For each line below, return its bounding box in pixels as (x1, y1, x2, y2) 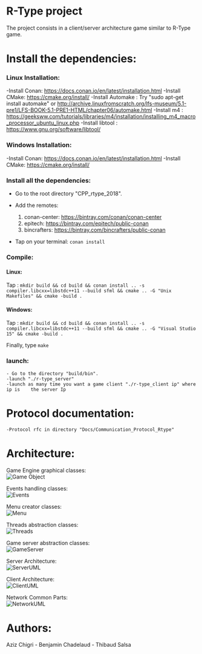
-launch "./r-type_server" (6, 376, 74, 382)
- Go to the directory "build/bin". (6, 370, 99, 376)
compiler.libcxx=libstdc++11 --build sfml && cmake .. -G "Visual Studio (6, 325, 197, 332)
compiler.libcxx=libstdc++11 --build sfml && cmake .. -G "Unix (6, 288, 172, 294)
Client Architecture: (6, 575, 55, 583)
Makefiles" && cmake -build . (6, 293, 83, 299)
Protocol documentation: (6, 407, 134, 420)
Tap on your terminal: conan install (15, 238, 105, 246)
